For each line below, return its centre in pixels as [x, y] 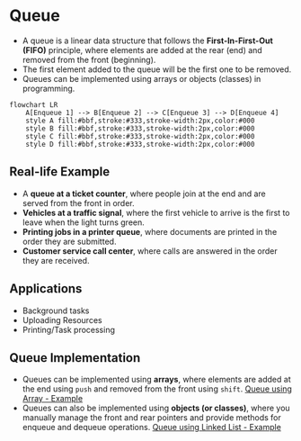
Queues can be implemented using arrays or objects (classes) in [142, 78]
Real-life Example [60, 172]
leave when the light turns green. [84, 222]
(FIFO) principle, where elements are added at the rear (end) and [142, 49]
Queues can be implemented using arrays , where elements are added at [156, 380]
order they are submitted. [69, 241]
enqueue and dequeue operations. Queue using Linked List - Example [151, 427]
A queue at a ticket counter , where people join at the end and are [144, 193]
